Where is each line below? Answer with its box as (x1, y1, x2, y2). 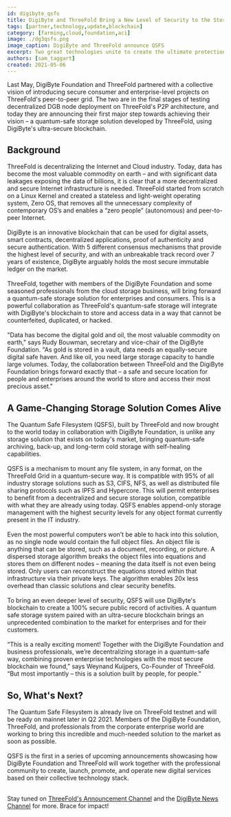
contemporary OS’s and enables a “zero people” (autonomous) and (7, 206, 197, 214)
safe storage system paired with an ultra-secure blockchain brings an (7, 611, 204, 619)
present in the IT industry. (7, 516, 80, 524)
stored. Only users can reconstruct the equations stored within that (7, 567, 197, 576)
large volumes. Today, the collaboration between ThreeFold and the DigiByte (7, 360, 224, 369)
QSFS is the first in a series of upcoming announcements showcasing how (7, 752, 218, 760)
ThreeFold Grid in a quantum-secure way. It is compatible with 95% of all (7, 472, 214, 480)
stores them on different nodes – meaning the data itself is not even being (7, 560, 217, 568)
